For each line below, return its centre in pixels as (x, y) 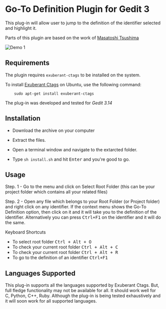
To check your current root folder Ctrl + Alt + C (65, 247)
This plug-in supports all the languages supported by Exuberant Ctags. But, (82, 285)
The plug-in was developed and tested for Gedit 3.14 (59, 103)
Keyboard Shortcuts (26, 232)
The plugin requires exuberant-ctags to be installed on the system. (73, 75)
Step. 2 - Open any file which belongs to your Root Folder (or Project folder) (83, 201)
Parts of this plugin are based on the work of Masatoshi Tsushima (72, 38)
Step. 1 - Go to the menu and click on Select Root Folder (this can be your (80, 186)
